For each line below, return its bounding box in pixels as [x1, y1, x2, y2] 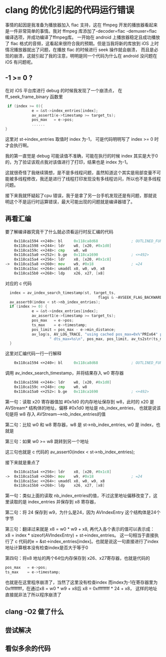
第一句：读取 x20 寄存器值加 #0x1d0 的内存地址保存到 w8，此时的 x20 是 [5, 398, 155, 404]
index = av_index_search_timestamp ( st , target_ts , [9, 290, 116, 295]
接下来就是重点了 [5, 459, 40, 465]
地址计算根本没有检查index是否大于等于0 [5, 545, 88, 550]
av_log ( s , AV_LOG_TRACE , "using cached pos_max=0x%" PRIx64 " [31, 331, 158, 337]
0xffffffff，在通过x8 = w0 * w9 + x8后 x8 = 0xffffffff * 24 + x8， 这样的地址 [5, 586, 157, 592]
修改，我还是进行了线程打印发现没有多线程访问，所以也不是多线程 [26, 176, 161, 181]
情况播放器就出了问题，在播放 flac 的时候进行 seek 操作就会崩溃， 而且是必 [5, 47, 159, 53]
